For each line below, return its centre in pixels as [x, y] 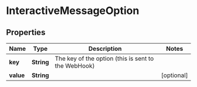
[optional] [174, 75]
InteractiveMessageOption [73, 11]
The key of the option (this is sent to [104, 58]
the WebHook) [75, 66]
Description [105, 49]
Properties [26, 32]
